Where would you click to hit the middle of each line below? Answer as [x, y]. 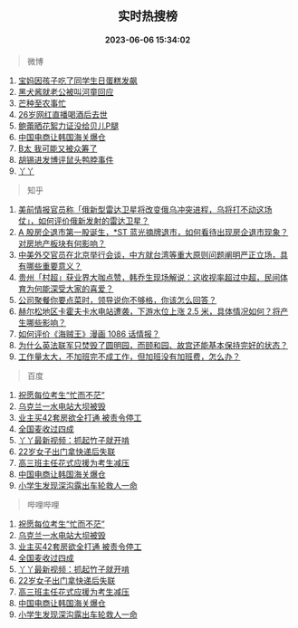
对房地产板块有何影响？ [62, 243]
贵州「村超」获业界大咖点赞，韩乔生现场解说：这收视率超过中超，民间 [149, 277]
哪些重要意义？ [54, 266]
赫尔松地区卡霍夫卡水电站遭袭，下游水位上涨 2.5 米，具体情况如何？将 [149, 311]
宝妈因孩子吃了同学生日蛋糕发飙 [77, 81]
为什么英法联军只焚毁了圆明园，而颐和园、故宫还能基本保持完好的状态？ [153, 345]
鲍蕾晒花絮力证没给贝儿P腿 [68, 126]
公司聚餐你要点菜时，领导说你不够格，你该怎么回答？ [117, 300]
